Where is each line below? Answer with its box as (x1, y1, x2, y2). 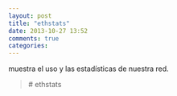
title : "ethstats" (8, 19, 70, 27)
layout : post (8, 11, 52, 20)
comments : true (8, 34, 60, 43)
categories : (8, 42, 48, 50)
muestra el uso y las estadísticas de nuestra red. (8, 64, 169, 73)
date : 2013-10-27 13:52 (8, 27, 88, 35)
